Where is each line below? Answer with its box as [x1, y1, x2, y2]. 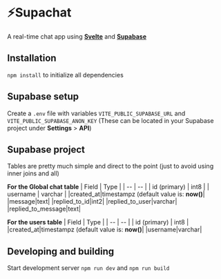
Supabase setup [7, 90, 79, 103]
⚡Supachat [7, 5, 72, 21]
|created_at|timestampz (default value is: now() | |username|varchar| [7, 225, 202, 234]
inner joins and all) [7, 169, 60, 177]
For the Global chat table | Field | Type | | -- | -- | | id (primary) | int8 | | [7, 183, 209, 191]
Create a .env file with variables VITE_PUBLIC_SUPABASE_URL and [7, 109, 186, 117]
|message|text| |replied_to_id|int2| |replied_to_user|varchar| [7, 198, 177, 206]
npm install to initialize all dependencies [7, 70, 124, 79]
